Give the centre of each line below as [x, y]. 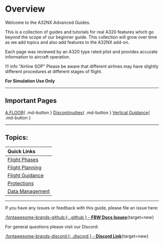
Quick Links [21, 151]
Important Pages [31, 101]
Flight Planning [25, 168]
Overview [25, 9]
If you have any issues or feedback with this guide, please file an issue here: [82, 207]
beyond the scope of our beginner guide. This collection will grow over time [81, 37]
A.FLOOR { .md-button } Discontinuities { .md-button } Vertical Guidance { [78, 113]
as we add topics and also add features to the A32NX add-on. [67, 42]
